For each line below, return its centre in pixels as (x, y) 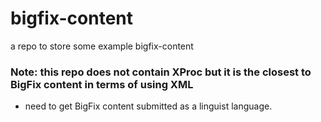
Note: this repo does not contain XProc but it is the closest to (161, 72)
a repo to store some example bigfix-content (102, 46)
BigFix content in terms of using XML (102, 84)
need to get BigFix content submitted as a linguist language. (148, 106)
